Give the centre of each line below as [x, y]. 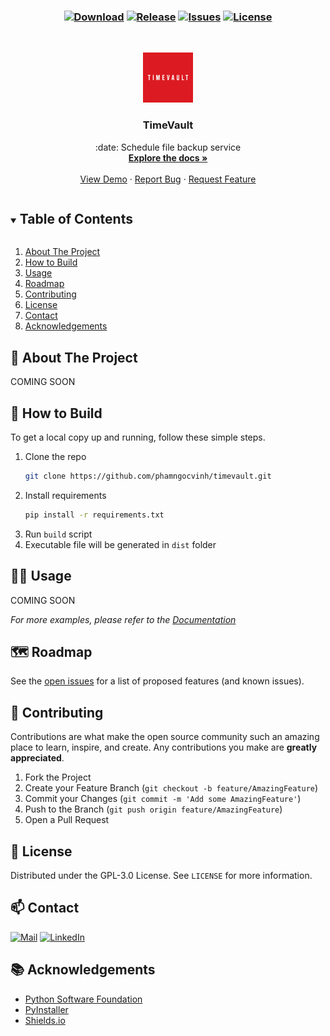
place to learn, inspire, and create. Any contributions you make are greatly [164, 747]
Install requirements [65, 495]
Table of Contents [76, 218]
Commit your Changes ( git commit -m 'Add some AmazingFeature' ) [163, 799]
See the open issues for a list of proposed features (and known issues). [157, 681]
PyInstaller [46, 1009]
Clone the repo [55, 457]
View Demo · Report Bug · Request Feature [168, 179]
